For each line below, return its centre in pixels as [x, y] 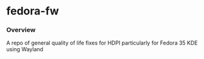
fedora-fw [33, 11]
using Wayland [25, 49]
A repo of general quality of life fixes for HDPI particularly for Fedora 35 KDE [102, 43]
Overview [21, 30]
